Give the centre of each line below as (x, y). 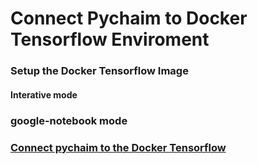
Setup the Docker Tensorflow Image (99, 71)
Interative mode (44, 94)
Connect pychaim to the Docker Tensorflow (118, 147)
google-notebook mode (69, 120)
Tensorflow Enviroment (110, 39)
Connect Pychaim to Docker (129, 18)
